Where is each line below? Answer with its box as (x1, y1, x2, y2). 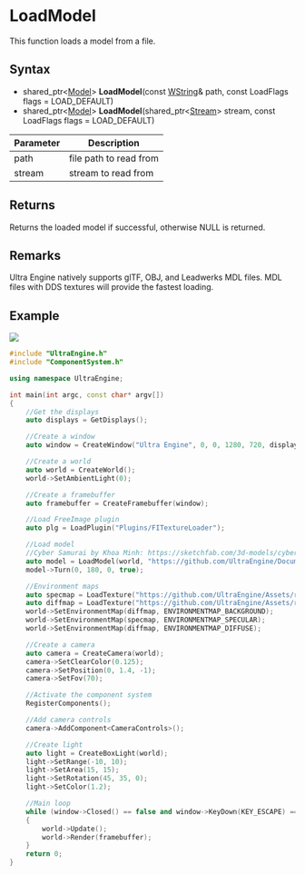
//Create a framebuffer (25, 490, 116, 500)
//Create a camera (25, 640, 95, 650)
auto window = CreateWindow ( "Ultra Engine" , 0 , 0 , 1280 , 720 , (25, 441, 266, 450)
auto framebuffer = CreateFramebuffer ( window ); (25, 499, 209, 508)
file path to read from (68, 152, 159, 164)
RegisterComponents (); (25, 699, 112, 709)
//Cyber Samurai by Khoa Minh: (25, 549, 144, 558)
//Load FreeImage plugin (25, 515, 120, 524)
